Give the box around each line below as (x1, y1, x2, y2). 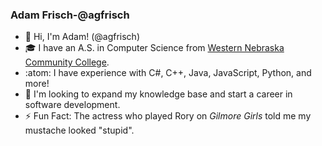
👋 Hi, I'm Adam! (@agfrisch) (24, 31, 140, 43)
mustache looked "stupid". (24, 124, 135, 137)
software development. (24, 99, 121, 111)
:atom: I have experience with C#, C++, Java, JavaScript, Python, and (24, 67, 312, 79)
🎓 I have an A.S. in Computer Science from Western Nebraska (24, 42, 285, 54)
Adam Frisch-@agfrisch (10, 8, 130, 22)
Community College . (24, 56, 110, 68)
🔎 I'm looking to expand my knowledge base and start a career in (24, 88, 293, 100)
